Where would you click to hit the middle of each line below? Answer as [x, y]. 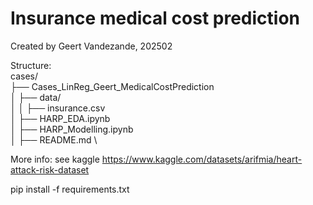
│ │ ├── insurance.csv [58, 108]
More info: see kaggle [55, 159]
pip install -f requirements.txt [70, 189]
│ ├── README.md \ [54, 139]
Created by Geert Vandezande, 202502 [91, 46]
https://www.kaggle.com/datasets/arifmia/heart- [202, 159]
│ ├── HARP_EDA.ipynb [60, 118]
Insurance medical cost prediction [155, 18]
